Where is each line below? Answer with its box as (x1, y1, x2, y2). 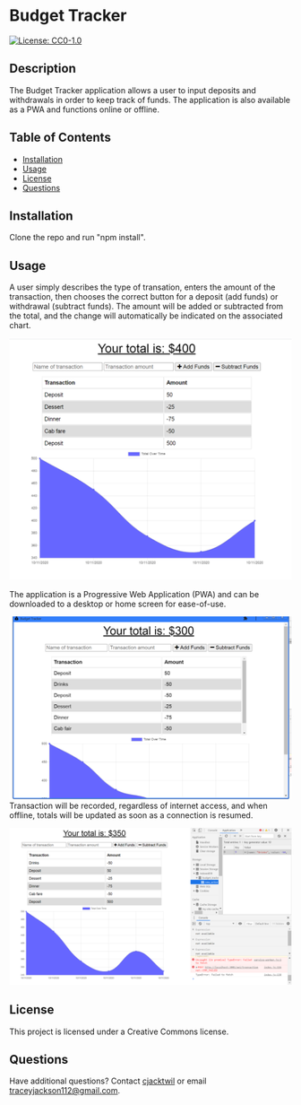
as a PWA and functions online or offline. (9, 104, 159, 115)
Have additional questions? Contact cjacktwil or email (9, 1075, 207, 1086)
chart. (9, 320, 31, 331)
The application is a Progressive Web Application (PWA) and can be (9, 588, 260, 599)
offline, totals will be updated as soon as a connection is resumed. (9, 810, 254, 821)
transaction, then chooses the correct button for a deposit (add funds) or (9, 291, 279, 302)
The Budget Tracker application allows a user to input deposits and (9, 84, 257, 95)
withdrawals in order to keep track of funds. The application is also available (9, 94, 291, 105)
